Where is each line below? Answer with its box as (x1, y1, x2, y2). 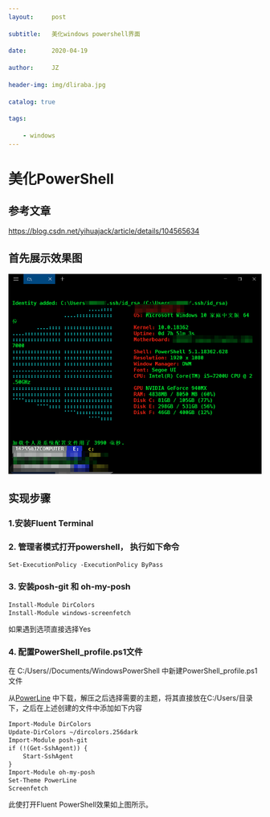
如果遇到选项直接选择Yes (8, 624, 91, 634)
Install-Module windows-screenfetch (8, 609, 131, 617)
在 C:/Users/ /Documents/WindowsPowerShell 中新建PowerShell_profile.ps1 (8, 666, 258, 675)
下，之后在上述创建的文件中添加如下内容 (8, 704, 142, 713)
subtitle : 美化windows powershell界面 (8, 30, 141, 38)
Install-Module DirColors (8, 601, 95, 609)
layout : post (8, 13, 67, 21)
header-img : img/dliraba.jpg (8, 80, 106, 88)
